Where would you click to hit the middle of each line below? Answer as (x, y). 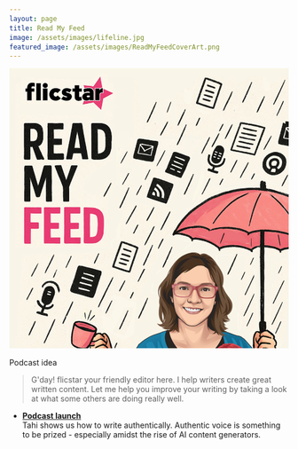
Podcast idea (33, 362)
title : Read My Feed (47, 28)
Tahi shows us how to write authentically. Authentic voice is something (151, 425)
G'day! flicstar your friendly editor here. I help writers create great (151, 379)
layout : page (33, 19)
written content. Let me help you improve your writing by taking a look (159, 389)
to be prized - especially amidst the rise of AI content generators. (141, 434)
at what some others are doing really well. (107, 398)
